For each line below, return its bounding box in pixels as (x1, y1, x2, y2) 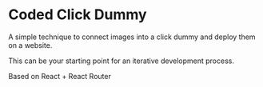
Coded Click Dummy (8, 6, 147, 24)
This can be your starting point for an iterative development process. (8, 56, 234, 65)
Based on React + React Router (8, 71, 112, 81)
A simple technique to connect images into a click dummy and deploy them (8, 32, 256, 42)
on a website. (8, 40, 53, 49)
